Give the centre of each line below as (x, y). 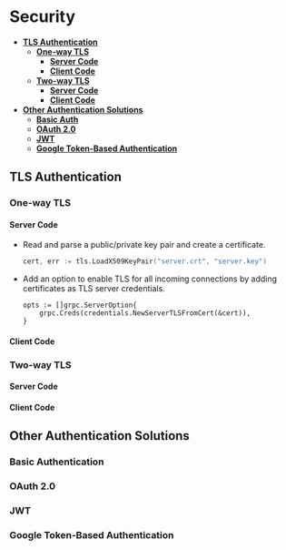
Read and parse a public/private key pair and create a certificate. (144, 245)
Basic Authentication (57, 462)
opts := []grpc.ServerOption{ (80, 306)
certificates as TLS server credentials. (94, 289)
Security (42, 17)
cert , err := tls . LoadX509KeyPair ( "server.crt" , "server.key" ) (145, 261)
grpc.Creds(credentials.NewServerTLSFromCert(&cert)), (145, 313)
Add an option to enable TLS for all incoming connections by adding (150, 279)
